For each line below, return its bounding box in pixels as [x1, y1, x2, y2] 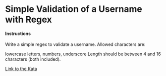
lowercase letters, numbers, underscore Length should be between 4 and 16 [5, 51, 161, 57]
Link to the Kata [5, 66, 37, 72]
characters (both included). [5, 56, 61, 62]
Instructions [5, 31, 31, 37]
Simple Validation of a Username [5, 3, 142, 15]
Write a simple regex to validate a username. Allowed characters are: [5, 41, 146, 47]
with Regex [5, 14, 52, 25]
